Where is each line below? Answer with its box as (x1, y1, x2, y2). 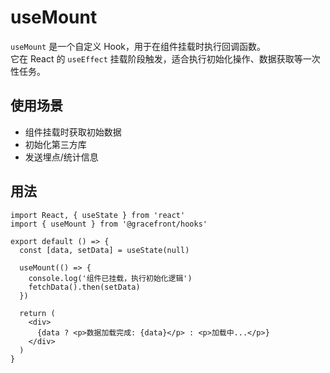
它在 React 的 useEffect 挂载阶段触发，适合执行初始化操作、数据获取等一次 (10, 52, 321, 65)
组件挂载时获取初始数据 (24, 126, 122, 138)
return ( (19, 308, 56, 318)
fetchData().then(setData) (28, 282, 141, 292)
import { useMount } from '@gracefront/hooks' (10, 219, 208, 229)
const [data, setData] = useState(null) (19, 245, 190, 255)
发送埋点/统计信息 (24, 151, 99, 163)
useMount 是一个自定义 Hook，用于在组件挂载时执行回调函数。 (10, 40, 267, 52)
